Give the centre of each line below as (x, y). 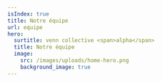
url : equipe (25, 27)
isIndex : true (29, 14)
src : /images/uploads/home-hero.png (75, 61)
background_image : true (56, 67)
